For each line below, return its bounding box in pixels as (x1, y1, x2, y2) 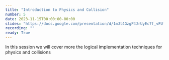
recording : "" (5, 26, 35, 31)
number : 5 (5, 12, 26, 17)
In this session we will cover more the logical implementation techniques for (5, 44, 162, 50)
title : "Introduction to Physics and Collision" (5, 7, 109, 12)
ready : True (5, 30, 30, 35)
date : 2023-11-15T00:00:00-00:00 (5, 16, 75, 21)
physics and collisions (5, 49, 51, 55)
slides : (5, 21, 22, 26)
